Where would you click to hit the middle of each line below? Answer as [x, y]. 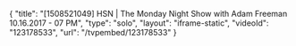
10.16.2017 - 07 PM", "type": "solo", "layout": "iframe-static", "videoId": [139, 23]
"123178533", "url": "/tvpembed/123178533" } [93, 32]
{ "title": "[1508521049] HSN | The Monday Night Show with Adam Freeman [148, 14]
